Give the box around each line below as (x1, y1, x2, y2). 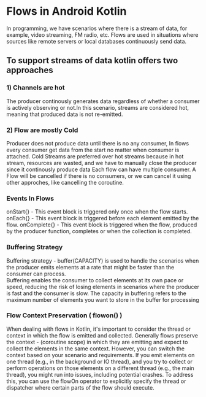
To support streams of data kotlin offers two (6, 55, 178, 66)
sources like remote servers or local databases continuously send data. (6, 37, 187, 45)
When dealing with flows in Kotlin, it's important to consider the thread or (6, 325, 191, 333)
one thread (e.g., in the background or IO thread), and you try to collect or (6, 358, 193, 365)
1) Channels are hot (6, 83, 66, 92)
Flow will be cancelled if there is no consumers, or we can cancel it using (6, 172, 191, 179)
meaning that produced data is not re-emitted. (6, 110, 123, 118)
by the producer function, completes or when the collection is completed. (6, 228, 192, 235)
